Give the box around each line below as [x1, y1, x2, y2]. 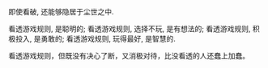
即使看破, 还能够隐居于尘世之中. [8, 7, 115, 16]
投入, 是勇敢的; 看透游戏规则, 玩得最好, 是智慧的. [15, 34, 177, 43]
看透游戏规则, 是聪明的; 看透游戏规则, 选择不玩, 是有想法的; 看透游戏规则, [8, 24, 251, 34]
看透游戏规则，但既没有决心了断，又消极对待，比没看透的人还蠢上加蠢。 [8, 51, 249, 60]
